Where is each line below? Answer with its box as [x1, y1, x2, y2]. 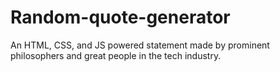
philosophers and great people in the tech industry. [10, 49, 222, 61]
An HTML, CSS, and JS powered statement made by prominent [10, 39, 270, 51]
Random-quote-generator [10, 6, 231, 29]
